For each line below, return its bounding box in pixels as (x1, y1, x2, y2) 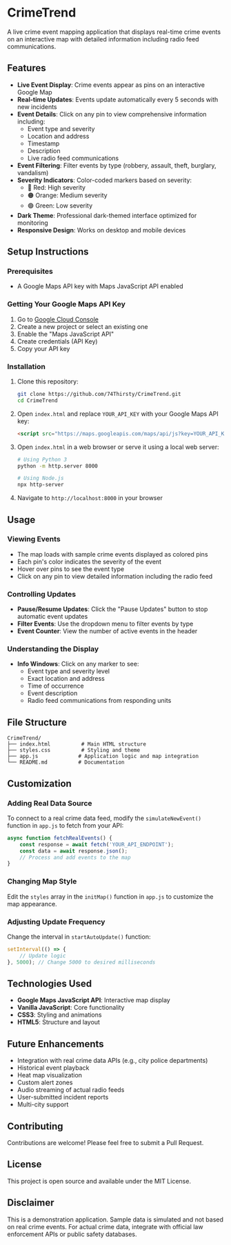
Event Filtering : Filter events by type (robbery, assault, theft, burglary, (17, 161, 217, 170)
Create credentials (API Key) (17, 337, 98, 346)
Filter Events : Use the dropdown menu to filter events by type (17, 619, 194, 628)
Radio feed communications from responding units (27, 697, 172, 705)
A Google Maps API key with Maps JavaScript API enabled (17, 282, 183, 290)
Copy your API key (17, 344, 70, 352)
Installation (7, 361, 46, 371)
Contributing (7, 1120, 63, 1132)
